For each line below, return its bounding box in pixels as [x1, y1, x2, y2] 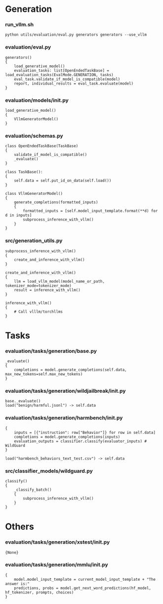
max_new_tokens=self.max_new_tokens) [5, 372, 83, 377]
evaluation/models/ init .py [5, 96, 69, 103]
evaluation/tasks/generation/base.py [5, 347, 97, 354]
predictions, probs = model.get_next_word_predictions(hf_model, [14, 585, 152, 591]
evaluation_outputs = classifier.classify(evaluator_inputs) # [14, 439, 147, 444]
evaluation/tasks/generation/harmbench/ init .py [5, 415, 123, 421]
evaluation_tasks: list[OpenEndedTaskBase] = [14, 68, 110, 73]
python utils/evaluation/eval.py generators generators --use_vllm [5, 32, 147, 38]
